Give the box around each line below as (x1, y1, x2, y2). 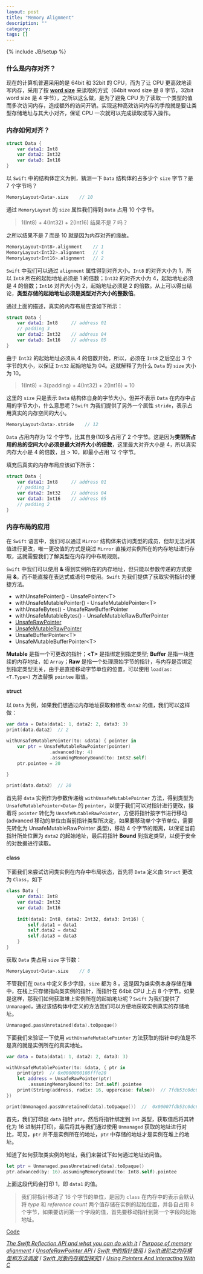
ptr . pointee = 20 (17, 760, 61, 767)
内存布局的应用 (6, 522, 50, 531)
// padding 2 (17, 501, 50, 508)
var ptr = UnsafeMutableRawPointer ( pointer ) (17, 743, 131, 749)
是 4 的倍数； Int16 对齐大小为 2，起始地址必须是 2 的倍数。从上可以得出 (6, 282, 187, 289)
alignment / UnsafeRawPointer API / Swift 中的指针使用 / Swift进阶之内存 (6, 1247, 187, 1255)
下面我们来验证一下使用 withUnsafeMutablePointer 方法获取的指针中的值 (6, 1034, 185, 1041)
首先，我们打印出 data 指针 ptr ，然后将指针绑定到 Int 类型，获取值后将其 (6, 1115, 189, 1122)
